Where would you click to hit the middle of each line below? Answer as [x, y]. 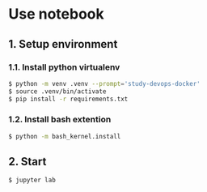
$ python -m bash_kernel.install [65, 136]
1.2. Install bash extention [60, 120]
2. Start [27, 162]
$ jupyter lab [32, 180]
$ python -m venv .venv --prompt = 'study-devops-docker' [104, 83]
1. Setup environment [63, 44]
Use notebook [56, 14]
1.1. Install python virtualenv [64, 67]
